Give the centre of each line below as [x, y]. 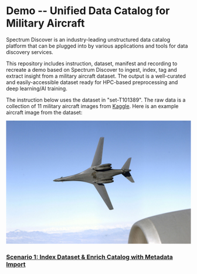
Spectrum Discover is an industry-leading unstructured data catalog [88, 39]
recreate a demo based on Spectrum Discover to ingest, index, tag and [91, 69]
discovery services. [30, 52]
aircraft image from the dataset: [44, 112]
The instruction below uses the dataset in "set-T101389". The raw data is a [96, 100]
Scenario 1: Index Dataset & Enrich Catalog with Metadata [89, 257]
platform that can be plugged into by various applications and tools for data [97, 46]
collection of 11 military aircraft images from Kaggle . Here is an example [92, 106]
